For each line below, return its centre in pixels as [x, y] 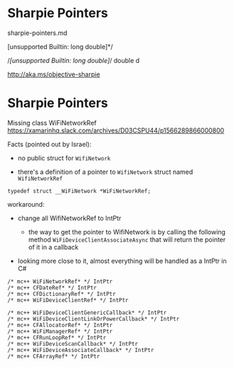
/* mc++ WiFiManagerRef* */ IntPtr [60, 331]
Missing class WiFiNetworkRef [52, 123]
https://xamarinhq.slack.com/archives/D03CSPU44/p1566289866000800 [116, 130]
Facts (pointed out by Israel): [49, 144]
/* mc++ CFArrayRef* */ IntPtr [54, 356]
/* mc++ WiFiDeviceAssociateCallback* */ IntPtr [81, 350]
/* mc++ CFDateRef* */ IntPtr [52, 288]
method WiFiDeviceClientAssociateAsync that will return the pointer [127, 239]
